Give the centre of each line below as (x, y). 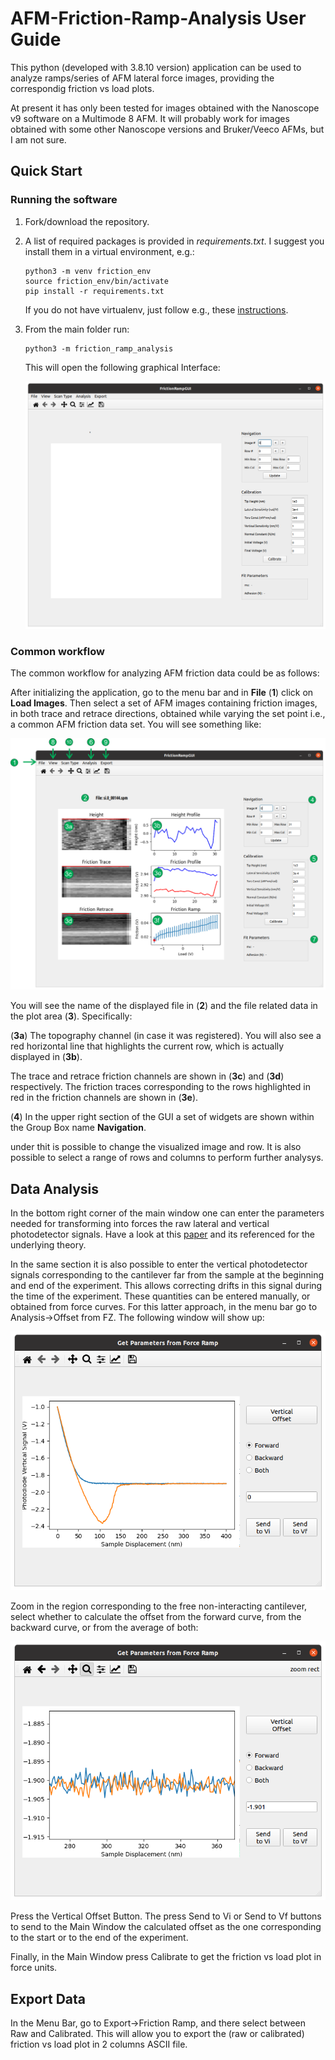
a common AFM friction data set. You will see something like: (136, 724)
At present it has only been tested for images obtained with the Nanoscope (165, 108)
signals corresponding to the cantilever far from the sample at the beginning (167, 1275)
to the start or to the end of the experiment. (99, 1938)
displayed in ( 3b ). (46, 1057)
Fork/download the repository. (87, 221)
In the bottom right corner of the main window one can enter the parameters (167, 1213)
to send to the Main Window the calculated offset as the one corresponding (166, 1927)
